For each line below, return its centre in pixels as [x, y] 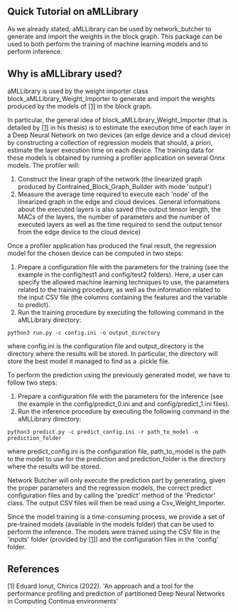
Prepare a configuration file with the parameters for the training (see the [123, 267]
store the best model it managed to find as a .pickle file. [89, 361]
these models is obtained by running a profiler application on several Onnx [117, 157]
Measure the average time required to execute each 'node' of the [113, 194]
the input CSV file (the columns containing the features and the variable [122, 297]
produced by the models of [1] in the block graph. [80, 106]
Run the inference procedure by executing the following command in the [123, 411]
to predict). [34, 304]
